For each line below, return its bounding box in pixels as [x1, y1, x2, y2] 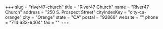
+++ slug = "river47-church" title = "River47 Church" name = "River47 [5, 4, 149, 10]
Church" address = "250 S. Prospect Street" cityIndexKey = [5, 9, 127, 15]
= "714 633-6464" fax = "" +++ [5, 19, 70, 25]
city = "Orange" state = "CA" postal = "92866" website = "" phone [22, 14, 159, 20]
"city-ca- [128, 9, 147, 15]
